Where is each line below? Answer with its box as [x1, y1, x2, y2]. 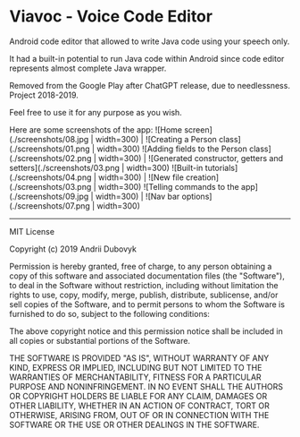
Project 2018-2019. [9, 90, 79, 100]
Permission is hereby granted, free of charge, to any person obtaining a [9, 261, 272, 271]
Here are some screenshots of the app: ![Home [9, 124, 183, 135]
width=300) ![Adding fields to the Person [96, 143, 248, 154]
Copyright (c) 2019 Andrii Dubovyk [9, 244, 137, 254]
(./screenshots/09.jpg [9, 191, 89, 201]
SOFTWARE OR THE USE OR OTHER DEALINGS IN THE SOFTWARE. [9, 419, 260, 430]
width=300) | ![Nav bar [95, 191, 180, 201]
